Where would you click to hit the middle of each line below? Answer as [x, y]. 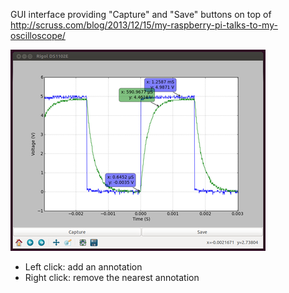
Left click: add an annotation [83, 267]
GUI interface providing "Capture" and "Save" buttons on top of [141, 14]
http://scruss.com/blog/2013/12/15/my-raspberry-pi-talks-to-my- [144, 25]
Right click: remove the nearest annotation [112, 277]
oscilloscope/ [38, 35]
